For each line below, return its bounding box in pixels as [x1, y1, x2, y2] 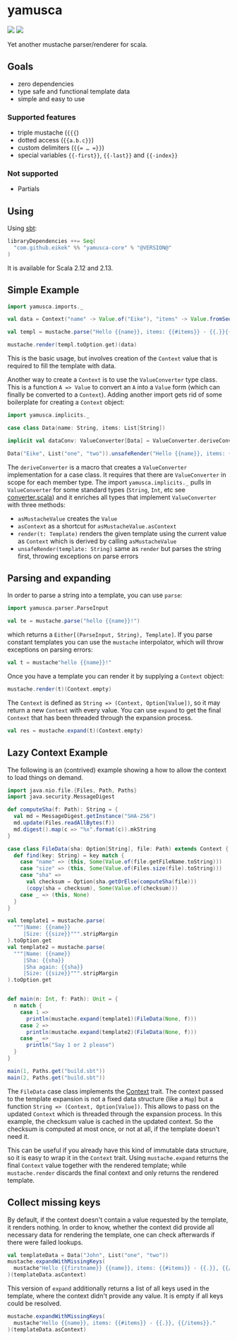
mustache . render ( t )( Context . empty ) [7, 686, 112, 693]
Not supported [7, 169, 59, 178]
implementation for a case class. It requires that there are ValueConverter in [7, 470, 226, 479]
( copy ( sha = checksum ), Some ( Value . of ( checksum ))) [25, 885, 178, 892]
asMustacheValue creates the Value [17, 514, 118, 523]
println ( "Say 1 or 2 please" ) [25, 1042, 115, 1049]
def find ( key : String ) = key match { [13, 852, 125, 859]
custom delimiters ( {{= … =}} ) [17, 144, 104, 152]
